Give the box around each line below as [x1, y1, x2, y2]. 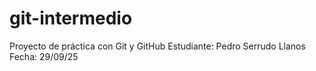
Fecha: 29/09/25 [9, 50, 79, 62]
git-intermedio [9, 7, 133, 30]
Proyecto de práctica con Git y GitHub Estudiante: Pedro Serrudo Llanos [9, 40, 306, 52]
